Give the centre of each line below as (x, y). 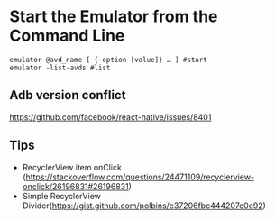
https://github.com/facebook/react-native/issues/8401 (110, 117)
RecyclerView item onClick (72, 167)
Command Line (67, 36)
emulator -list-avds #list (60, 68)
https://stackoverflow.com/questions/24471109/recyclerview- (140, 177)
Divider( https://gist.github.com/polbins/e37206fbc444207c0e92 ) (144, 206)
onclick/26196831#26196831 (75, 186)
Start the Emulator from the (114, 17)
